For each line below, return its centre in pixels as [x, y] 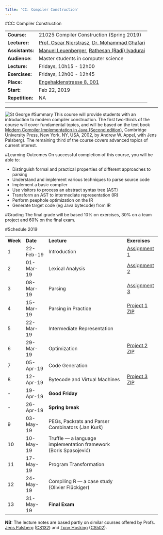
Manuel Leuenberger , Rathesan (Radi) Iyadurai [92, 50]
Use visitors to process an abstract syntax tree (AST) [65, 190]
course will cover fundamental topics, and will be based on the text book [78, 125]
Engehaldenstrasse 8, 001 [69, 82]
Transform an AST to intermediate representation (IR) [65, 195]
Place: [15, 82]
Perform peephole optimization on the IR [52, 200]
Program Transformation [76, 464]
